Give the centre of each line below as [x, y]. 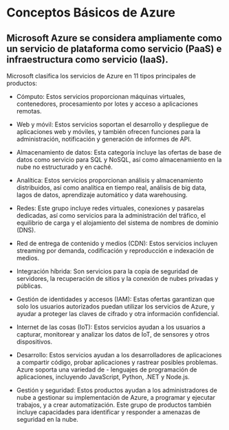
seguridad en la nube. [47, 419]
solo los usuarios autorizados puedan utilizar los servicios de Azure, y [115, 306]
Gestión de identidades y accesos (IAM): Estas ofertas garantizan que [116, 299]
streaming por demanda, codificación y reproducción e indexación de [115, 251]
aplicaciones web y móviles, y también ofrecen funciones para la [108, 132]
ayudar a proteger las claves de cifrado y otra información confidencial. [118, 314]
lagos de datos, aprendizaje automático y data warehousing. [102, 195]
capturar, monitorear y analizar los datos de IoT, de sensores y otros [113, 334]
